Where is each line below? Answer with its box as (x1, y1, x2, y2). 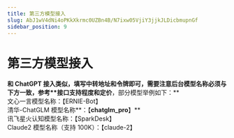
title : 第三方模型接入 (7, 10, 66, 17)
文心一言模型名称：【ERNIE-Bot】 (7, 97, 102, 105)
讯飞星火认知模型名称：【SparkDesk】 (7, 114, 116, 123)
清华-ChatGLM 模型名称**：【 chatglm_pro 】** (7, 106, 141, 114)
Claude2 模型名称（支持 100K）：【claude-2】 (7, 123, 136, 132)
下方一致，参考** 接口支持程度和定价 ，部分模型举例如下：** (7, 89, 180, 97)
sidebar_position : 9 (7, 23, 68, 30)
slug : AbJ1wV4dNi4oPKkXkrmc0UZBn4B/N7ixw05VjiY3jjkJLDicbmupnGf (7, 17, 198, 24)
